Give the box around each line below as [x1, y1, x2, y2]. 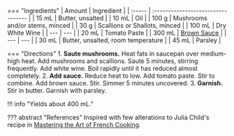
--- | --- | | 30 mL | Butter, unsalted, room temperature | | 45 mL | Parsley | [7, 36, 221, 44]
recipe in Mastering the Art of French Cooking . [7, 121, 141, 128]
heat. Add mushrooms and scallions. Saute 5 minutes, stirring [21, 57, 198, 65]
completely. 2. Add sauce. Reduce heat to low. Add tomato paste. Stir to [7, 71, 215, 80]
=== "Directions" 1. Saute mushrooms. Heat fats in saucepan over [7, 49, 199, 58]
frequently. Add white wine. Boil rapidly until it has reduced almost [7, 65, 198, 72]
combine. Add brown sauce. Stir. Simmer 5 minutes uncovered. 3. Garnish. [7, 79, 224, 87]
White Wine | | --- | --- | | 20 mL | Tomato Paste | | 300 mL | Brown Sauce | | [7, 28, 227, 37]
